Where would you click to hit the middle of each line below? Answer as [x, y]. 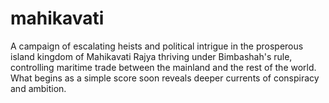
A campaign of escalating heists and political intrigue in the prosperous [157, 46]
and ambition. [38, 88]
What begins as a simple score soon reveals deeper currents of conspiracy [165, 78]
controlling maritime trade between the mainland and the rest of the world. [163, 67]
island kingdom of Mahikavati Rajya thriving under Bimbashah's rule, [151, 56]
